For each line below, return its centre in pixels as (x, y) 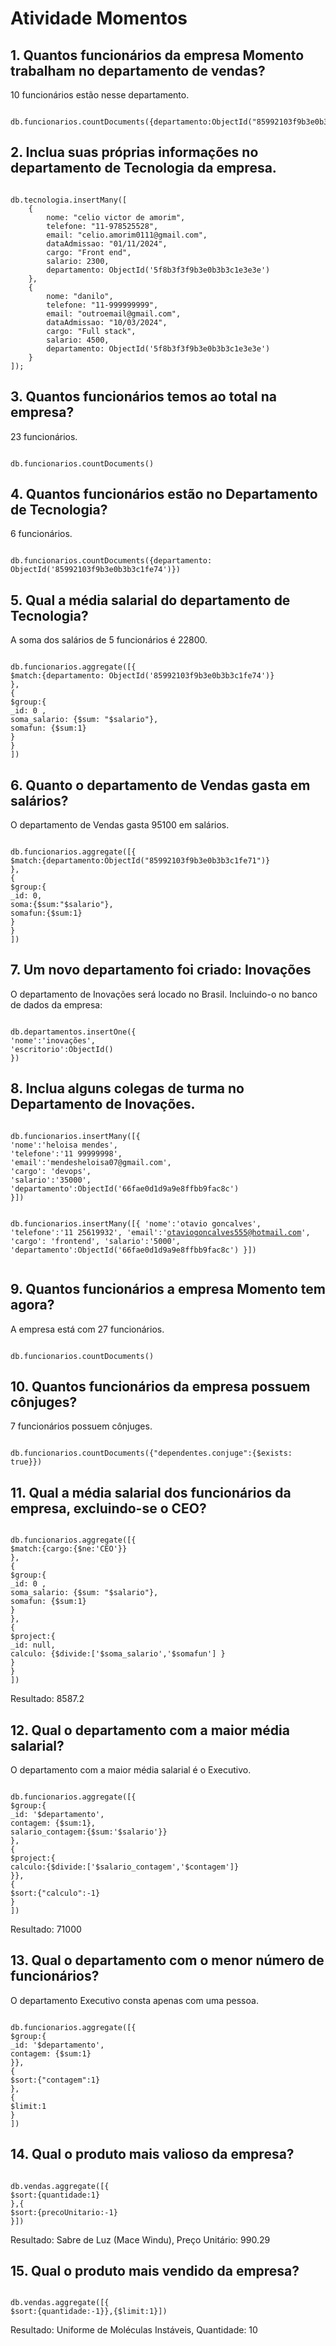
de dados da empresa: (56, 1004)
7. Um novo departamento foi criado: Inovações (161, 970)
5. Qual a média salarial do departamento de (150, 600)
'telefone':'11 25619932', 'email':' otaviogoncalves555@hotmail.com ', (160, 1232)
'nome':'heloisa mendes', (64, 1145)
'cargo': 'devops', (51, 1171)
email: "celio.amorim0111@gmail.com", (127, 235)
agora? (32, 1305)
